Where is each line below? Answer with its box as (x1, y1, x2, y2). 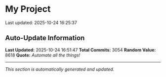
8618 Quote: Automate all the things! (5, 52, 81, 58)
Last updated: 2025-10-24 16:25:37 (5, 20, 78, 26)
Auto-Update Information (5, 34, 85, 42)
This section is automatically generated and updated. (5, 66, 115, 72)
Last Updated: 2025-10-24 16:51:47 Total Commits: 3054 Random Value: (5, 47, 156, 52)
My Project (5, 3, 51, 15)
